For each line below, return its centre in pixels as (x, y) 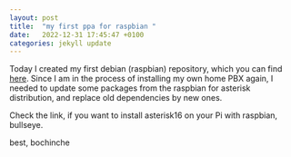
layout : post (34, 18)
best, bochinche (40, 142)
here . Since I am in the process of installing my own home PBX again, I (141, 79)
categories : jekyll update (60, 43)
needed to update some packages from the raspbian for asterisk (130, 88)
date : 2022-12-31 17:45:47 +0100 (77, 34)
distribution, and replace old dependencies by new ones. (116, 98)
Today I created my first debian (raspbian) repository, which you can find (146, 69)
